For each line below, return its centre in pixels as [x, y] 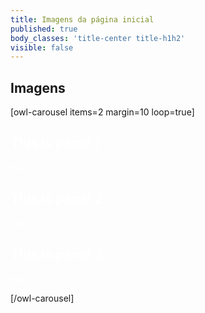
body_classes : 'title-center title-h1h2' [98, 38]
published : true [44, 29]
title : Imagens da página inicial [82, 19]
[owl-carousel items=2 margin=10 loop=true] [102, 112]
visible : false [42, 47]
